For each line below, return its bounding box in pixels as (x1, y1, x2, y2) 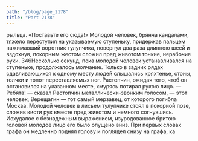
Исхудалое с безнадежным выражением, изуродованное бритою (6, 114, 176, 122)
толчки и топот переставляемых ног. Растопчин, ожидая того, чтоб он (6, 76, 188, 84)
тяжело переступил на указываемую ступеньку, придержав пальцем (6, 38, 186, 45)
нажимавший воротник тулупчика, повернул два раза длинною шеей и (6, 44, 190, 51)
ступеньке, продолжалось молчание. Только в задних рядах (6, 63, 164, 70)
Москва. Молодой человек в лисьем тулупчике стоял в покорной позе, (6, 102, 191, 109)
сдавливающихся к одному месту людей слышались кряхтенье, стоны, (6, 70, 192, 77)
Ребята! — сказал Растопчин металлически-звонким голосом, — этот (6, 89, 188, 96)
